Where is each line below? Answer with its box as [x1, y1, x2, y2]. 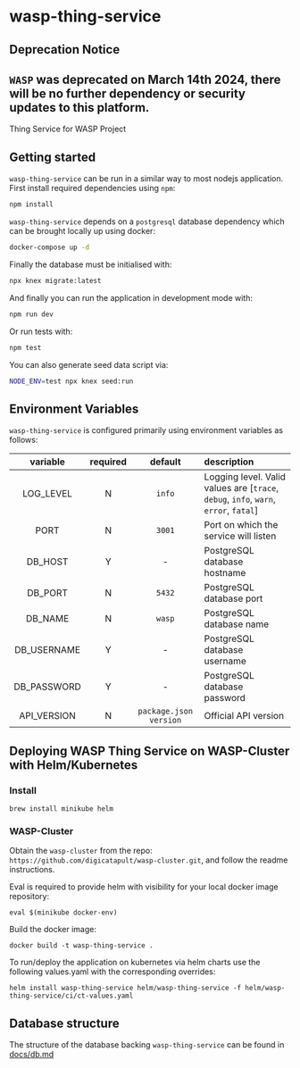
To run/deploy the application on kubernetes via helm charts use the [9, 957, 261, 968]
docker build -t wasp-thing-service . [9, 941, 154, 950]
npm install [9, 200, 54, 209]
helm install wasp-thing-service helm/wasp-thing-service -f [9, 984, 242, 993]
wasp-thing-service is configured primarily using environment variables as [9, 425, 284, 436]
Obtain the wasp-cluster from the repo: [9, 846, 154, 856]
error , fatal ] [204, 505, 259, 517]
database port [204, 592, 263, 605]
